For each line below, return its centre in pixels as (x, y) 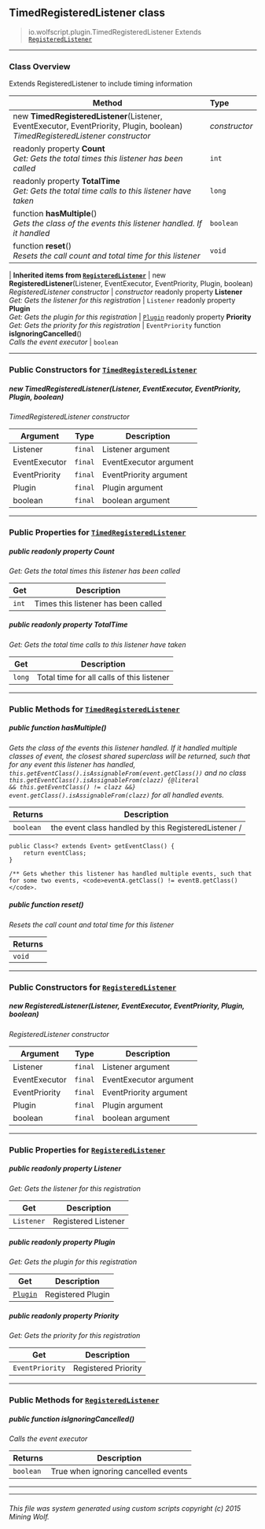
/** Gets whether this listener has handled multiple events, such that (131, 873)
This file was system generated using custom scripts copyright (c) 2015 (125, 1508)
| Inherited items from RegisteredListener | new (88, 275)
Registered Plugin (77, 1295)
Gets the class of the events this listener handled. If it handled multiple (123, 748)
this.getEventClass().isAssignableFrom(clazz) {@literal (104, 780)
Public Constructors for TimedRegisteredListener (103, 370)
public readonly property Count (62, 551)
